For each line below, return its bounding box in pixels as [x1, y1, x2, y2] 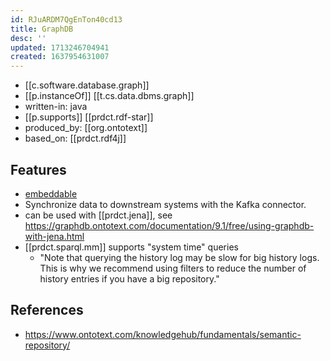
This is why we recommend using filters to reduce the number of [39, 262, 307, 274]
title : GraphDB [10, 24, 74, 34]
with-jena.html [24, 230, 85, 242]
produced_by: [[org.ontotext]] [24, 122, 148, 134]
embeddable [24, 187, 78, 200]
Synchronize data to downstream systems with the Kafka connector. [24, 198, 307, 210]
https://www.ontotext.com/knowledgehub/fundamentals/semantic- [24, 328, 302, 340]
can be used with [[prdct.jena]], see [24, 209, 173, 221]
